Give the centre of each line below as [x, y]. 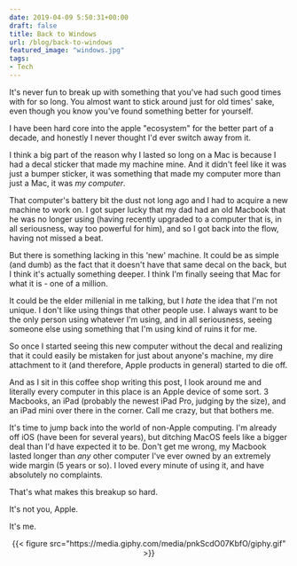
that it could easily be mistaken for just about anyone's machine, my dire [141, 355]
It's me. [23, 526]
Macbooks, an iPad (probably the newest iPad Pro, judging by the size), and [148, 401]
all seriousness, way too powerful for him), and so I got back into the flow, [144, 228]
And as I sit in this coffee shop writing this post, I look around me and [135, 381]
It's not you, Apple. [43, 509]
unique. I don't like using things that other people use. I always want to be [144, 310]
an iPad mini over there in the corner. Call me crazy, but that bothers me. [142, 410]
